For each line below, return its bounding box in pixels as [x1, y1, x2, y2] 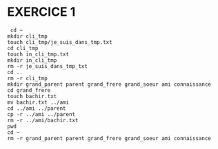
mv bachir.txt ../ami [7, 99, 70, 106]
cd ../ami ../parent [7, 104, 67, 112]
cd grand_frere [7, 87, 51, 93]
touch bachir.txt [7, 93, 57, 100]
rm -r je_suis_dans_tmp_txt [7, 62, 88, 69]
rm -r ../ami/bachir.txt [7, 117, 79, 124]
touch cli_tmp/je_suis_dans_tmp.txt [7, 38, 112, 45]
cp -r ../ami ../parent [7, 111, 76, 117]
